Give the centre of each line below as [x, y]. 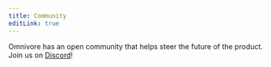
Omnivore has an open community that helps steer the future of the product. [135, 46]
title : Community [38, 16]
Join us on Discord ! [41, 55]
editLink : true [34, 23]
